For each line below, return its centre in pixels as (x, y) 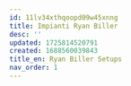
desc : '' (26, 34)
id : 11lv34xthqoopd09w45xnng (64, 17)
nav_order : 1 (34, 68)
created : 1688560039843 (54, 51)
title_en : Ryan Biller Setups (66, 59)
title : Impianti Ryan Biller (64, 26)
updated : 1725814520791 (54, 43)
